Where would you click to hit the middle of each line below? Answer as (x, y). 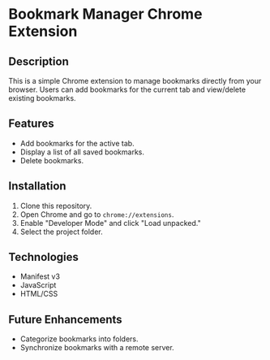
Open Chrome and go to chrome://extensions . (97, 214)
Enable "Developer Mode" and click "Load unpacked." (110, 223)
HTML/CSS (39, 294)
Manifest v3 (40, 276)
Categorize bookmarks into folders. (79, 339)
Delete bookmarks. (51, 160)
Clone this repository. (56, 206)
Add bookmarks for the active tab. (77, 143)
